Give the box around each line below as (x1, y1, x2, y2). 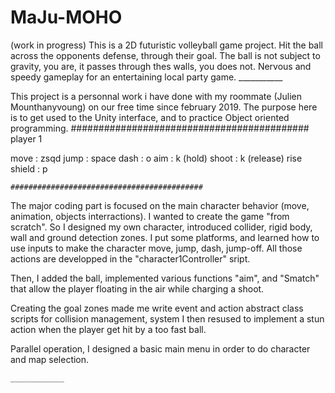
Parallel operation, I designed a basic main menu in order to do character (10, 342, 311, 355)
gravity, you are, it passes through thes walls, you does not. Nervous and (10, 60, 312, 72)
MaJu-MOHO (10, 6, 123, 29)
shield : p (10, 162, 48, 175)
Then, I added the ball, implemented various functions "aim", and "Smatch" (10, 272, 320, 284)
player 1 (10, 132, 43, 145)
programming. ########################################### (10, 122, 310, 134)
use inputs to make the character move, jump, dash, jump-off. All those (10, 242, 303, 254)
